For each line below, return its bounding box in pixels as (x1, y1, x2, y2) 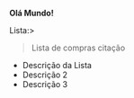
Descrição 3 (22, 79, 68, 89)
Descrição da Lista (22, 60, 93, 70)
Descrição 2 (22, 69, 68, 80)
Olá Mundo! (9, 8, 54, 18)
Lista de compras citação (31, 42, 126, 53)
